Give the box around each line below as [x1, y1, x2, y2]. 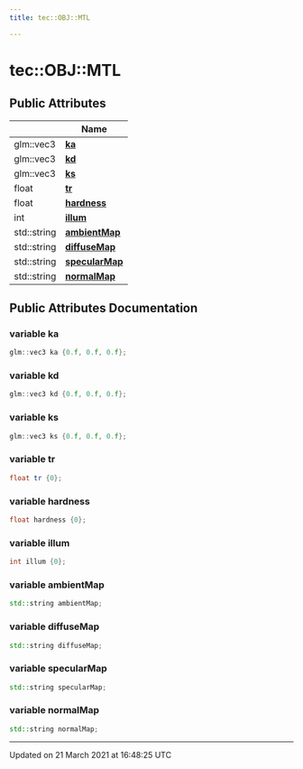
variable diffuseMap [9, 620, 100, 633]
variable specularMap [9, 662, 108, 675]
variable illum [9, 536, 70, 549]
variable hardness [9, 495, 90, 507]
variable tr [9, 453, 56, 466]
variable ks [9, 412, 59, 424]
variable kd [9, 369, 60, 382]
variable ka [9, 327, 60, 339]
